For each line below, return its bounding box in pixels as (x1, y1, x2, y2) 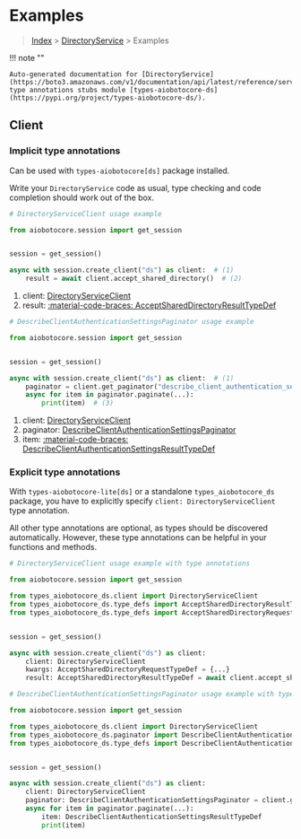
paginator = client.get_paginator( (25, 382, 159, 391)
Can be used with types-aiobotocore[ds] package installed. (9, 165, 230, 176)
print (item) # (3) (41, 398, 115, 408)
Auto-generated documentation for (9, 69, 139, 79)
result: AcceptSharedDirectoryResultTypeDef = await (25, 674, 227, 683)
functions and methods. (9, 542, 98, 553)
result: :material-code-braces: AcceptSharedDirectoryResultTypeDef (21, 300, 277, 310)
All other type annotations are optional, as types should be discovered (9, 522, 269, 534)
